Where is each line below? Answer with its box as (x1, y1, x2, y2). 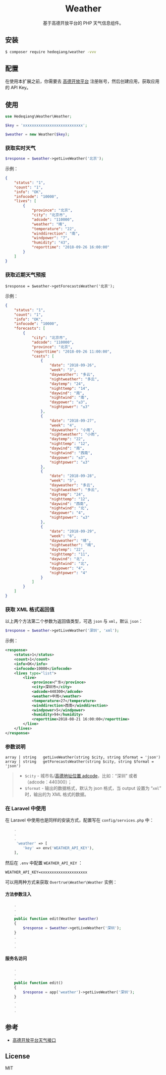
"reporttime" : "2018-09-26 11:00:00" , (31, 349, 112, 354)
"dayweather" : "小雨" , (49, 427, 95, 432)
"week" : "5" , (49, 478, 77, 483)
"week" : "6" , (49, 534, 77, 538)
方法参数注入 (5, 891, 31, 897)
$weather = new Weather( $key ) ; (5, 132, 70, 137)
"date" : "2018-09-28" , (49, 474, 97, 478)
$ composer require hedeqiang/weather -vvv (5, 49, 97, 55)
